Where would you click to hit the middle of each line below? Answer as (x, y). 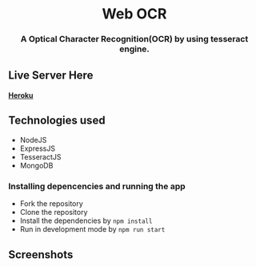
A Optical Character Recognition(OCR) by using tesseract (134, 39)
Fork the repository (52, 204)
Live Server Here (51, 75)
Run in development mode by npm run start (92, 229)
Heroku (21, 95)
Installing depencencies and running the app (97, 186)
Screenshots (41, 255)
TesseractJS (40, 156)
